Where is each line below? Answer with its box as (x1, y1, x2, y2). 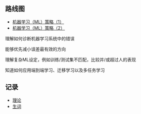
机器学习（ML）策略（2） (12, 25, 65, 31)
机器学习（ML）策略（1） (12, 19, 64, 25)
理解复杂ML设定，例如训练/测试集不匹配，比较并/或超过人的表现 (5, 57, 136, 62)
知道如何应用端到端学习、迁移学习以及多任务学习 (5, 67, 105, 73)
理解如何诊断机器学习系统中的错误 (5, 35, 75, 41)
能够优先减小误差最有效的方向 (5, 46, 66, 52)
